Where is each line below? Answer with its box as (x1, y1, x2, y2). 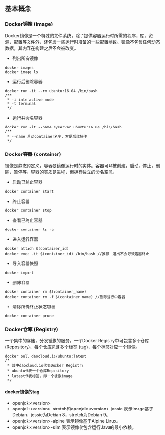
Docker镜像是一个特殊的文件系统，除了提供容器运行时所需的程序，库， (5, 32, 149, 38)
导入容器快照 (12, 260, 38, 266)
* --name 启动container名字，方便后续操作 (7, 134, 87, 139)
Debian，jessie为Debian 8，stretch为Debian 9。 (12, 412, 110, 418)
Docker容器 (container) (5, 151, 61, 157)
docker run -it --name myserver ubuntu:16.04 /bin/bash (5, 125, 122, 129)
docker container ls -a (5, 227, 54, 232)
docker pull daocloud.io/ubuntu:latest (5, 354, 87, 359)
